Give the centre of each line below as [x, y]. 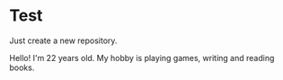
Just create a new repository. [63, 40]
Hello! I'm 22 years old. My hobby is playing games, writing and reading [142, 58]
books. [22, 67]
